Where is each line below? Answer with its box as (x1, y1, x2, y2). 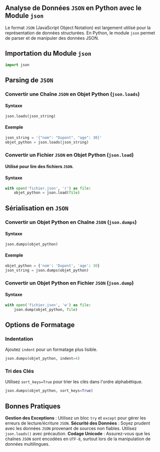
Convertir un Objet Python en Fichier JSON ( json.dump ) (5, 280, 134, 286)
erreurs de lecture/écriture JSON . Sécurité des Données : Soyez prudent (5, 420, 151, 426)
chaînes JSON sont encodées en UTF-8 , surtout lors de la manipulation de (5, 436, 151, 442)
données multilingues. (5, 441, 50, 447)
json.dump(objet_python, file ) (14, 307, 78, 312)
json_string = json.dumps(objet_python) (5, 268, 89, 273)
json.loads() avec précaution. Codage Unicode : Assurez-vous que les (5, 431, 151, 437)
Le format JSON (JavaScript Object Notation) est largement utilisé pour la (5, 25, 151, 30)
